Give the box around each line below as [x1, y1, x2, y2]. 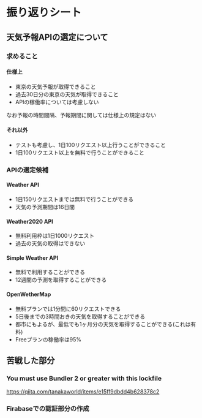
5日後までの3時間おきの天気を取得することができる [15, 313, 146, 320]
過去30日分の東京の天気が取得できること [15, 90, 119, 98]
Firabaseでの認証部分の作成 [6, 405, 90, 413]
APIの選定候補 [6, 165, 49, 174]
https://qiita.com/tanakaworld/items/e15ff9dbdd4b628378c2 [6, 388, 160, 395]
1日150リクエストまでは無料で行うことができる [15, 196, 134, 203]
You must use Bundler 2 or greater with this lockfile [6, 374, 162, 382]
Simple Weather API [6, 254, 59, 261]
